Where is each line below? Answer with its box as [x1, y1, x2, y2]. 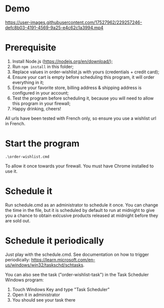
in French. [5, 120, 26, 126]
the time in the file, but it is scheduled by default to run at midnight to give [5, 207, 155, 213]
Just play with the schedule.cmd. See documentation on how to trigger [5, 251, 149, 257]
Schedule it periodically [5, 235, 104, 246]
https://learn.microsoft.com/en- [31, 257, 96, 262]
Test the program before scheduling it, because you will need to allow [12, 95, 154, 101]
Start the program [5, 138, 80, 149]
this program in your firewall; [12, 100, 71, 106]
